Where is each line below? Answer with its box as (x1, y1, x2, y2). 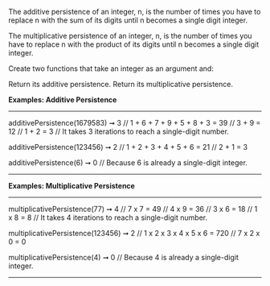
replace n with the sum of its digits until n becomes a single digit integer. (8, 15, 247, 25)
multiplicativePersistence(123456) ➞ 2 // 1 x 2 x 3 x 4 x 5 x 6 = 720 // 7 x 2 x (8, 229, 260, 238)
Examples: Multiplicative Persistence (8, 181, 135, 190)
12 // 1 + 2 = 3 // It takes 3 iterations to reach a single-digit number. (8, 126, 229, 136)
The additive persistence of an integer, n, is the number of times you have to (8, 7, 261, 16)
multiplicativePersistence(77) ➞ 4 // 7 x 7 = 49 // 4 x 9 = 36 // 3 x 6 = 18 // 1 (8, 205, 258, 213)
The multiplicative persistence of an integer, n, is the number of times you (8, 31, 252, 40)
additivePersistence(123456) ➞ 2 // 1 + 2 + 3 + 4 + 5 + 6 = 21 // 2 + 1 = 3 (8, 143, 247, 151)
